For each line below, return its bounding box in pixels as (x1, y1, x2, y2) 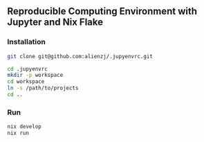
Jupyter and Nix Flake (7, 17, 104, 28)
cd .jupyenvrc (7, 65, 48, 72)
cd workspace (7, 78, 45, 85)
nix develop (7, 123, 41, 130)
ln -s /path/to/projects (7, 85, 79, 92)
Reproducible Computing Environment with (7, 6, 198, 17)
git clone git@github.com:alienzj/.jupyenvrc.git (7, 53, 154, 60)
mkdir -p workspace (7, 72, 64, 79)
